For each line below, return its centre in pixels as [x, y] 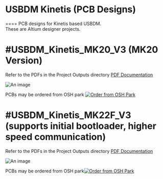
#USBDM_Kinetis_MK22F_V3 [68, 115]
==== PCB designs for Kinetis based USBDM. [53, 24]
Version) [24, 61]
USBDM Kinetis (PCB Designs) [71, 9]
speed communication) [56, 137]
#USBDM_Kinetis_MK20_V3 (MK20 [82, 50]
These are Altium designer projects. [43, 29]
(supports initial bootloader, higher [81, 126]
